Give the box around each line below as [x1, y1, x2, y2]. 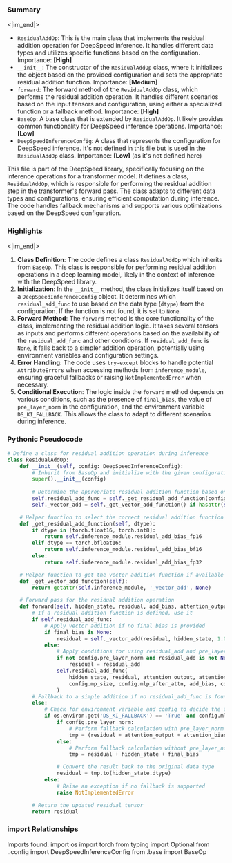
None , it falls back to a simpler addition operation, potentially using [17, 344, 205, 352]
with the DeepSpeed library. [17, 277, 97, 286]
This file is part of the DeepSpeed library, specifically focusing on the [7, 165, 204, 174]
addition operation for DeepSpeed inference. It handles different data [17, 41, 214, 50]
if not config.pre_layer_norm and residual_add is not [56, 655, 217, 662]
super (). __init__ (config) [32, 476, 107, 483]
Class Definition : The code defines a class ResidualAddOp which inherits [17, 255, 223, 263]
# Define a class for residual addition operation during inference [7, 449, 209, 457]
